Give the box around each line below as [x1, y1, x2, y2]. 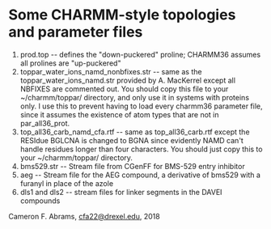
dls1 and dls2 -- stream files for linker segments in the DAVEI [19, 187, 222, 197]
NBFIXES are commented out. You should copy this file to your [19, 83, 229, 94]
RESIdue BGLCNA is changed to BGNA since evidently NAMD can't [19, 135, 244, 145]
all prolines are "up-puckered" [19, 58, 121, 68]
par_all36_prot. [19, 118, 70, 128]
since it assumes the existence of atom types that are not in [19, 109, 220, 119]
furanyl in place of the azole [19, 178, 114, 188]
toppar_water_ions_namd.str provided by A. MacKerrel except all [19, 75, 236, 85]
